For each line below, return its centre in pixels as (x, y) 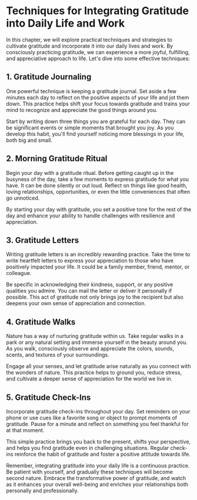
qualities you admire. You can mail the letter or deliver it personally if (89, 291)
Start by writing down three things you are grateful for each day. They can (96, 121)
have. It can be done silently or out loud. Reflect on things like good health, (97, 185)
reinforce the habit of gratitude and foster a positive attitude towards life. (103, 454)
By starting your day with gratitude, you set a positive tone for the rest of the (99, 209)
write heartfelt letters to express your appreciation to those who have (90, 261)
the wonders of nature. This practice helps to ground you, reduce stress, (94, 373)
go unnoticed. (23, 198)
